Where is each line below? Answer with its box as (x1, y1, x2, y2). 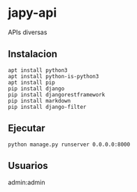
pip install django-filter (8, 103, 87, 110)
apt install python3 (8, 66, 68, 74)
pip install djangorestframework (8, 91, 106, 98)
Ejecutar (8, 122, 45, 134)
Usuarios (8, 159, 48, 172)
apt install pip (8, 79, 55, 86)
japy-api (8, 5, 57, 21)
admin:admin (8, 178, 45, 186)
